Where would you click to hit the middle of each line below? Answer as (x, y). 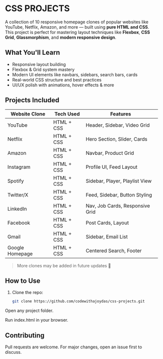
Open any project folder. (29, 310)
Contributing (25, 335)
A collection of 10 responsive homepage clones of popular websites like (77, 22)
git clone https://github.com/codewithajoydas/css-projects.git (78, 301)
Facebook (19, 223)
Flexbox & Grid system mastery (43, 69)
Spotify (16, 181)
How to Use (23, 281)
